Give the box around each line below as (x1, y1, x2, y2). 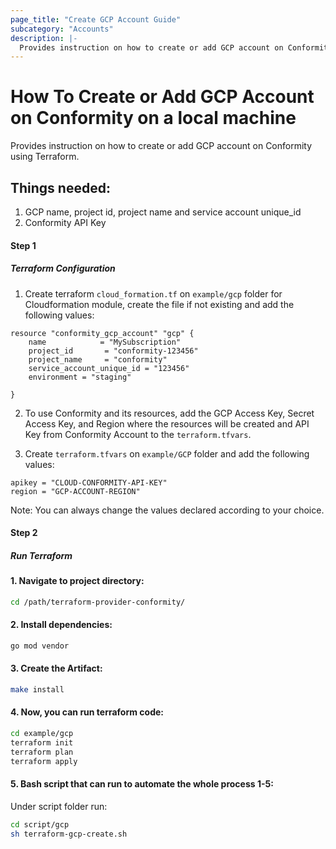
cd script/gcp (10, 819, 70, 830)
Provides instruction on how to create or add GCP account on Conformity (10, 140, 313, 152)
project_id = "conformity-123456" (28, 346, 199, 356)
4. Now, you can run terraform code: (10, 706, 165, 718)
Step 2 (10, 527, 38, 539)
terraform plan (10, 747, 74, 757)
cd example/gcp (10, 728, 74, 738)
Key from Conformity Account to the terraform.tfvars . (24, 428, 252, 440)
